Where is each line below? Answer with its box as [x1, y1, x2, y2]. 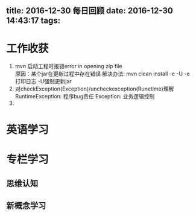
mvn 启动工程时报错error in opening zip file [14, 63, 122, 70]
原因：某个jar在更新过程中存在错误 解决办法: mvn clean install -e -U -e [14, 70, 190, 77]
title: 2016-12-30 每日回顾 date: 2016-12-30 [6, 5, 173, 16]
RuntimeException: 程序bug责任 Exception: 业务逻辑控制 [14, 93, 155, 100]
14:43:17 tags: [6, 16, 61, 26]
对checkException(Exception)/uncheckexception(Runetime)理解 [14, 85, 174, 92]
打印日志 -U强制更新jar [14, 78, 72, 85]
